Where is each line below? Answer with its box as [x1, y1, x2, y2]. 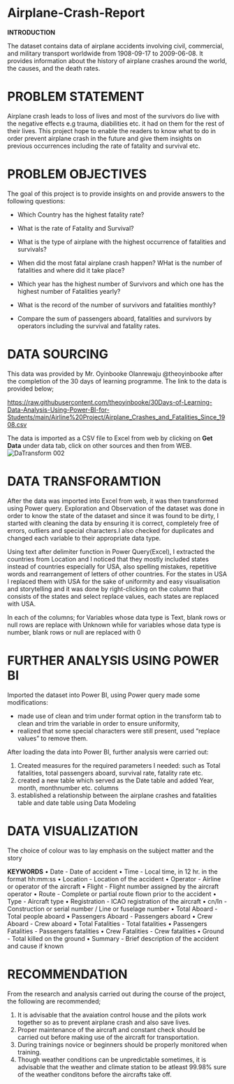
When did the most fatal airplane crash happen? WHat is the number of [17, 258, 222, 267]
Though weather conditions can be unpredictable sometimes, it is [17, 1055, 207, 1064]
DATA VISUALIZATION [7, 822, 138, 839]
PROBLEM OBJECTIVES [7, 166, 147, 182]
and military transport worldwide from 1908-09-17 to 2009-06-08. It [7, 49, 204, 57]
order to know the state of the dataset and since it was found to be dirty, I [7, 511, 219, 520]
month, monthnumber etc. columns [17, 783, 119, 792]
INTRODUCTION [7, 28, 56, 36]
